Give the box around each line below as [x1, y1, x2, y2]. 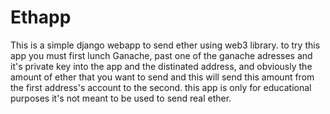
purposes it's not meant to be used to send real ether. [10, 92, 232, 104]
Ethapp [10, 6, 72, 29]
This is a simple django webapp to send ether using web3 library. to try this [10, 39, 321, 51]
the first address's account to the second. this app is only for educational [10, 81, 312, 93]
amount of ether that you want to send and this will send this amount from [10, 71, 315, 83]
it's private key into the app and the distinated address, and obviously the [10, 60, 313, 72]
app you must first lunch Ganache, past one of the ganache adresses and [10, 49, 313, 61]
